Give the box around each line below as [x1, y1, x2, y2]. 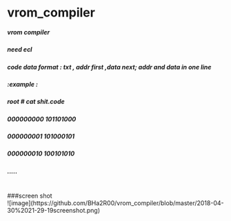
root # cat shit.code [7, 98, 65, 106]
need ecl [7, 45, 32, 54]
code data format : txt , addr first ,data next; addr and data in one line [7, 63, 212, 71]
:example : [7, 80, 38, 88]
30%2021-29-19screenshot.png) [7, 207, 101, 215]
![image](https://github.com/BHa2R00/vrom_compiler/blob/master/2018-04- [7, 199, 224, 207]
